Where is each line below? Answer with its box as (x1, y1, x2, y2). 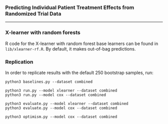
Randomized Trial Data (5, 10, 61, 17)
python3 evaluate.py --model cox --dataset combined (5, 105, 117, 110)
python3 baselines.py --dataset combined (5, 79, 93, 84)
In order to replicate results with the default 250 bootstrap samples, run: (5, 69, 153, 75)
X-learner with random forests (5, 29, 81, 36)
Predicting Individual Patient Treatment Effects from (5, 4, 134, 11)
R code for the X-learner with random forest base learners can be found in (5, 40, 158, 46)
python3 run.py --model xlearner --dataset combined (5, 88, 117, 93)
